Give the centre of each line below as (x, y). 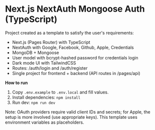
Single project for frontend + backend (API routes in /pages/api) (76, 73)
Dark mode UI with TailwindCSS (44, 63)
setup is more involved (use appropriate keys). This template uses (71, 117)
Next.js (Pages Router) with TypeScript (51, 42)
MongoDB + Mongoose (36, 53)
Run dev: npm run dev (34, 102)
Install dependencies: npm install (46, 97)
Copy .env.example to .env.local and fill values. (60, 92)
